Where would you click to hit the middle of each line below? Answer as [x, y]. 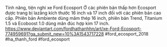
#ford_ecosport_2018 [127, 34]
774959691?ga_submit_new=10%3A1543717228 [55, 34]
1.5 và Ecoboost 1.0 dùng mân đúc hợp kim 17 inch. [57, 23]
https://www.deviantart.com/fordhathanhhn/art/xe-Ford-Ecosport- [74, 29]
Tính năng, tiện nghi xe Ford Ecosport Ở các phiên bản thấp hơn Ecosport [81, 8]
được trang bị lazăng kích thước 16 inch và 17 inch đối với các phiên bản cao [83, 13]
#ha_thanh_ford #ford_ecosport [37, 39]
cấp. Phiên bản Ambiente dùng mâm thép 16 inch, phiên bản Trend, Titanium [84, 18]
